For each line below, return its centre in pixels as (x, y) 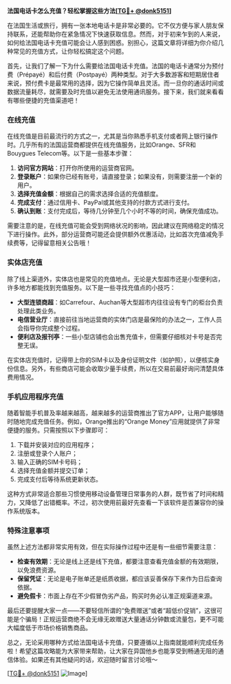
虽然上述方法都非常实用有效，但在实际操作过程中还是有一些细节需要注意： (112, 547)
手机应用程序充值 (35, 397)
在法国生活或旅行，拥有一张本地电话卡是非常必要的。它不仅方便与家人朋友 (112, 25)
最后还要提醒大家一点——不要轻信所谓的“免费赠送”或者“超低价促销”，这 (109, 611)
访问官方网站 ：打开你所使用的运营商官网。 (77, 168)
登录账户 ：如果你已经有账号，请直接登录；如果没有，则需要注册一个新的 (119, 177)
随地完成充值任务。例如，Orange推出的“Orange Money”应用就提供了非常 (117, 421)
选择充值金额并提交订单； (53, 470)
